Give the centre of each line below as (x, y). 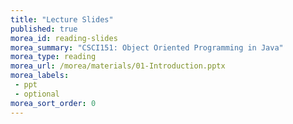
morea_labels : (40, 76)
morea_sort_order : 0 (53, 103)
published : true (44, 29)
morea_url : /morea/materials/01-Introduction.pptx (118, 66)
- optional (37, 94)
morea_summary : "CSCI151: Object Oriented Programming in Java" (147, 47)
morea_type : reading (53, 57)
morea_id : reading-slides (64, 38)
